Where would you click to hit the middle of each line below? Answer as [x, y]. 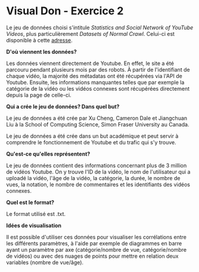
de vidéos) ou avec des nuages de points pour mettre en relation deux [92, 256]
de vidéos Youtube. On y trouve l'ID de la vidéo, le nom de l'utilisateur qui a [98, 172]
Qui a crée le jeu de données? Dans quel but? [63, 106]
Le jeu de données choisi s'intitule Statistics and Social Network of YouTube [100, 27]
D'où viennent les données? [42, 51]
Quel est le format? [30, 202]
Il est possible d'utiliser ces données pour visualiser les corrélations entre [96, 237]
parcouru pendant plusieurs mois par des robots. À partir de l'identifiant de [98, 69]
